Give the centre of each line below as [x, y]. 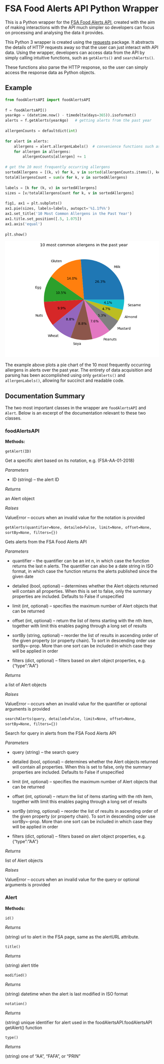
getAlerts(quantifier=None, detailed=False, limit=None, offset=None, [78, 528]
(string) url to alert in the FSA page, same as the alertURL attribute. [72, 937]
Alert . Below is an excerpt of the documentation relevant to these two [75, 413]
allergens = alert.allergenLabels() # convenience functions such [84, 146]
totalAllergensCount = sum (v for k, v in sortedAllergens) [66, 177]
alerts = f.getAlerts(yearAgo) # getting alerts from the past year [78, 121]
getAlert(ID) [18, 452]
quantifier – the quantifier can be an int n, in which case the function [81, 561]
